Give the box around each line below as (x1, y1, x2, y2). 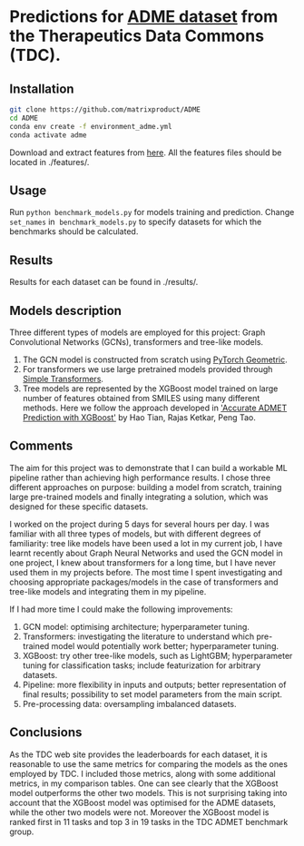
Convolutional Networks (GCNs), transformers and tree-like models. (9, 336, 264, 347)
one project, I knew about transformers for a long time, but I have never (9, 556, 277, 568)
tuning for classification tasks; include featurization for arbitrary (22, 660, 261, 671)
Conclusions (9, 724, 83, 741)
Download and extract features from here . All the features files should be (9, 147, 282, 158)
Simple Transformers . (22, 373, 104, 384)
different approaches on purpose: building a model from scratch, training (9, 481, 282, 492)
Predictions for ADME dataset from (9, 6, 279, 27)
